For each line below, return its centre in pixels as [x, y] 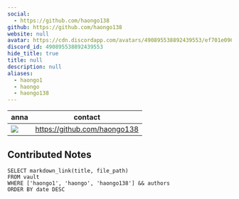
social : [19, 14]
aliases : [20, 73]
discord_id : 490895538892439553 [55, 47]
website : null [28, 34]
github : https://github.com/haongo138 [65, 27]
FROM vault [23, 177]
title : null [25, 60]
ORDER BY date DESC [36, 189]
